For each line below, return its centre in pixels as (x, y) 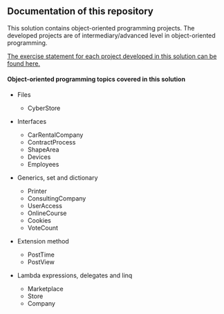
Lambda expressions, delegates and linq (75, 275)
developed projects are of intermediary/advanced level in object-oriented (111, 35)
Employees (43, 165)
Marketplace (45, 289)
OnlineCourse (47, 213)
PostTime (41, 255)
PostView (41, 262)
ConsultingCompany (57, 198)
